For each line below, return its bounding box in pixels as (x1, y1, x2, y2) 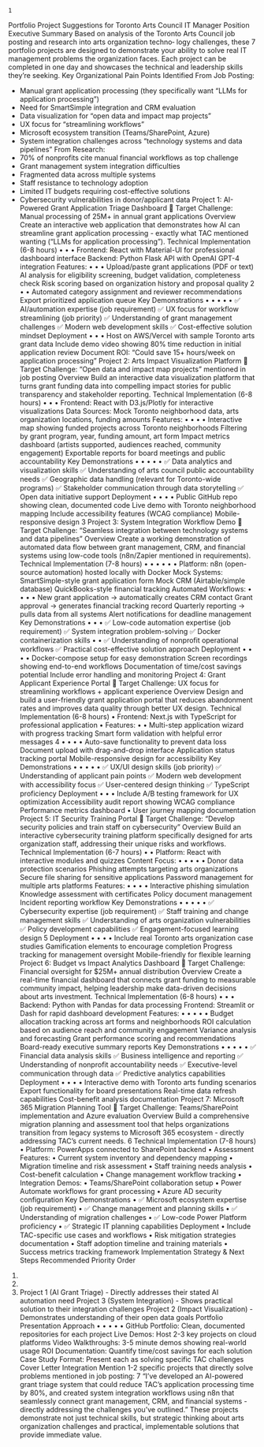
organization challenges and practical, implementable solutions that (19, 1422, 240, 1430)
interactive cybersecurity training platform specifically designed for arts (19, 831, 253, 840)
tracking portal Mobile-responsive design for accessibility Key (19, 754, 221, 763)
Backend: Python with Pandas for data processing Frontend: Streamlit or (19, 1001, 255, 1009)
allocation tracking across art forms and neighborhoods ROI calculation (19, 1017, 251, 1026)
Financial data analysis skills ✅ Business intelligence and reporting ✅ (19, 1051, 244, 1060)
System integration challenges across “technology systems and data (19, 136, 243, 145)
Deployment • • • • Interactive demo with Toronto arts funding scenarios (19, 1078, 257, 1087)
